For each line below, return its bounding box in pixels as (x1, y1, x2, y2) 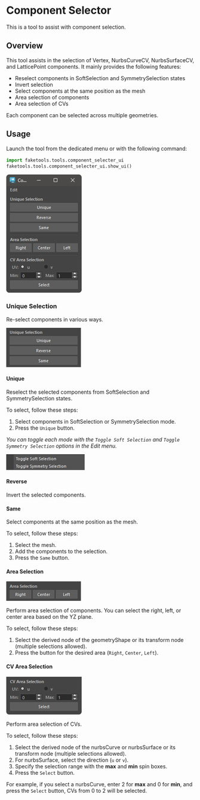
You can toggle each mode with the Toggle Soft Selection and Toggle (6, 436, 180, 443)
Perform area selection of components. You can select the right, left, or (6, 607, 181, 614)
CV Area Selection (6, 663, 53, 670)
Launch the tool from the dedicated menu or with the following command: (6, 145, 187, 152)
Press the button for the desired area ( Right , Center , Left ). (14, 649, 159, 656)
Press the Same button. (14, 554, 70, 561)
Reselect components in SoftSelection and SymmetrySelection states (14, 74, 186, 81)
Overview (6, 41, 44, 51)
